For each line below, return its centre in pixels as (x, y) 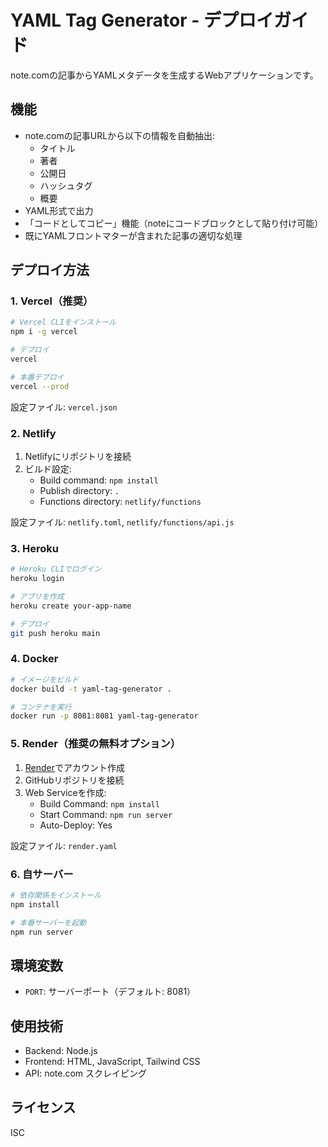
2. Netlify (33, 433)
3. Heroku (34, 548)
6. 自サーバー (42, 874)
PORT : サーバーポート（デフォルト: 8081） (110, 992)
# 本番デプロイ (37, 377)
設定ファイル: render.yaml (64, 845)
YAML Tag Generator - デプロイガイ (159, 20)
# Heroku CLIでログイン (56, 569)
